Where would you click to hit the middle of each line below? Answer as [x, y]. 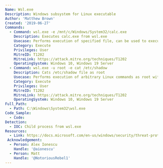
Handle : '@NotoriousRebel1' [42, 158]
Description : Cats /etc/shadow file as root [59, 73]
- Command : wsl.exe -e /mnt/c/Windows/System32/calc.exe [68, 32]
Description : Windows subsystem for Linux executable [61, 14]
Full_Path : [16, 104]
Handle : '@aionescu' [34, 149]
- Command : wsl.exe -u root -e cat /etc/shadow [58, 68]
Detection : [16, 122]
